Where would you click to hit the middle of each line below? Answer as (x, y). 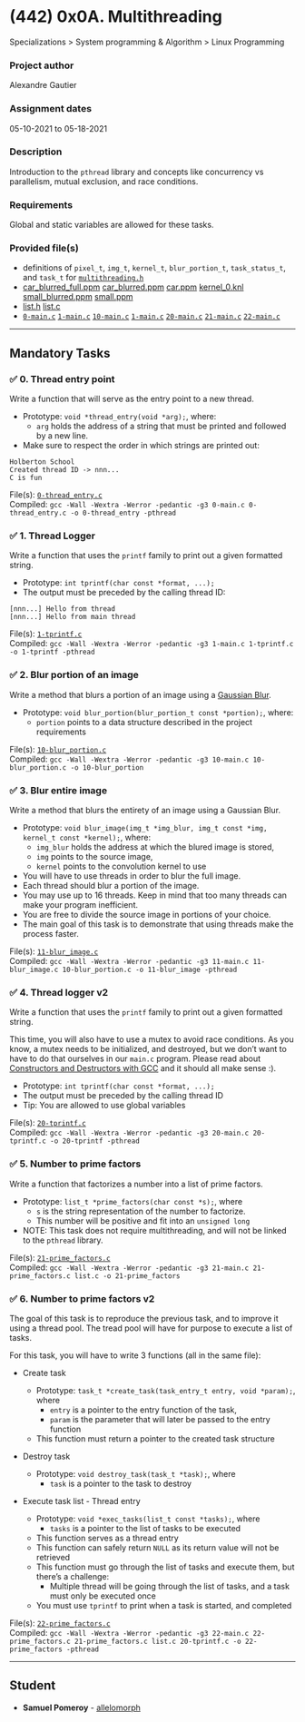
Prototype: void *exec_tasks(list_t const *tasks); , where (148, 1519)
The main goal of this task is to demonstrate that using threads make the (158, 924)
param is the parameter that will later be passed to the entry (160, 1419)
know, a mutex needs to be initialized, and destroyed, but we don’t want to (148, 1049)
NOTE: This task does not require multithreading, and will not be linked (155, 1230)
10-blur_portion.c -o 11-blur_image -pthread (150, 969)
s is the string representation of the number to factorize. (141, 1211)
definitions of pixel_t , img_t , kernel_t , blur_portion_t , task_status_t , (154, 268)
